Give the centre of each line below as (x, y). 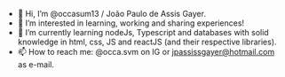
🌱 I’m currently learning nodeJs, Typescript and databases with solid (143, 32)
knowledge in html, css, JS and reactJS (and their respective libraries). (147, 42)
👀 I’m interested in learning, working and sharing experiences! (131, 23)
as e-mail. (36, 65)
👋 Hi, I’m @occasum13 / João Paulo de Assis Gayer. (112, 14)
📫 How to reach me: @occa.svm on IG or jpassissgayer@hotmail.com (146, 52)
